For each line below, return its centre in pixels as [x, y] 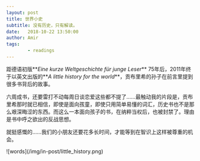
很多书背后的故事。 [30, 84]
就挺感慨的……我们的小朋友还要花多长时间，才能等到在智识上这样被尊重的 [97, 132]
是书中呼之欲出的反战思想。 [40, 119]
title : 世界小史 [24, 19]
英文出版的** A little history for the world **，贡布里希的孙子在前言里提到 [105, 76]
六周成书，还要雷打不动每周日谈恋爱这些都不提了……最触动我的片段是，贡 [97, 96]
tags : [13, 44]
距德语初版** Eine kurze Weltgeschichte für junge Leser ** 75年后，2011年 [96, 69]
